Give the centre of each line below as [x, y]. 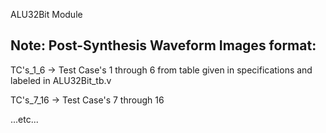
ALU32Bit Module [46, 14]
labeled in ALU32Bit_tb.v [61, 80]
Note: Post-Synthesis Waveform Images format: [163, 45]
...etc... [24, 119]
